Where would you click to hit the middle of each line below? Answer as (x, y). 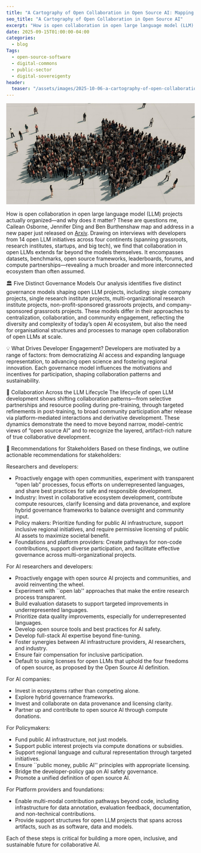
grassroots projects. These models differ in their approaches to (112, 311)
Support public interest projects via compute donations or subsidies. (99, 745)
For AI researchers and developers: (50, 566)
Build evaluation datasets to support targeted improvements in (92, 603)
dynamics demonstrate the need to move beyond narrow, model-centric (95, 424)
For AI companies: (29, 679)
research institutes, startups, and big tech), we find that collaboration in (94, 246)
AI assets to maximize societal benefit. (62, 535)
